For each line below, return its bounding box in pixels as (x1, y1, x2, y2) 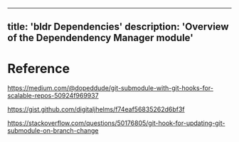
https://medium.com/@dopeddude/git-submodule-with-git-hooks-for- (7, 84, 213, 92)
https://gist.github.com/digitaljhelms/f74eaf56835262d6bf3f (7, 105, 185, 114)
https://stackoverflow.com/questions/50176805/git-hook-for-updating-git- (7, 119, 225, 128)
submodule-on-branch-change (7, 126, 99, 135)
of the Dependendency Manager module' (7, 32, 193, 44)
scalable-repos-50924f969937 (7, 92, 99, 100)
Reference (7, 60, 70, 77)
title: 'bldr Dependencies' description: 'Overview (7, 21, 229, 33)
